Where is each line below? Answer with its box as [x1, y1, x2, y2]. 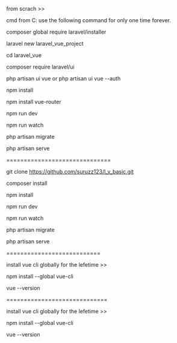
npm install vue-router [6, 99, 61, 105]
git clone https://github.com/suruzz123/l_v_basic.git [6, 168, 134, 175]
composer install [6, 180, 48, 187]
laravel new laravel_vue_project [6, 40, 84, 47]
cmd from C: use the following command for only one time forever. [6, 17, 172, 23]
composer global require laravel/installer [6, 28, 107, 35]
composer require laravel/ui [6, 63, 75, 70]
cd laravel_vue [6, 52, 42, 59]
